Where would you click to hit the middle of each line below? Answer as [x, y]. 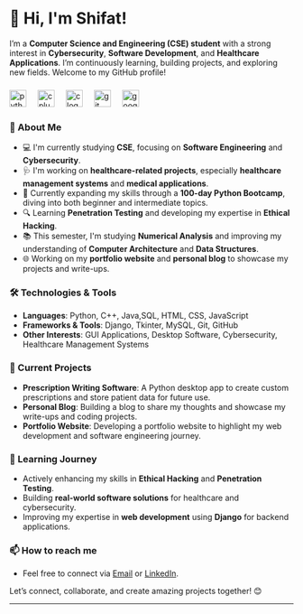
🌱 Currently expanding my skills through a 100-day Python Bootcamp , [154, 193]
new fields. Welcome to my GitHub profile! [88, 72]
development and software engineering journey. [111, 435]
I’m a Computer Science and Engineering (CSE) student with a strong [140, 43]
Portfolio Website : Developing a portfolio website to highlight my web [152, 426]
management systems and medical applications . [115, 183]
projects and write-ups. [66, 269]
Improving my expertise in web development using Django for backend [156, 517]
